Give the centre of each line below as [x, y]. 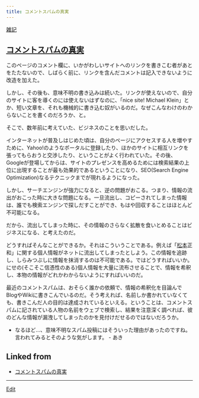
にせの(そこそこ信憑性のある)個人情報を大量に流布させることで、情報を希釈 [99, 268]
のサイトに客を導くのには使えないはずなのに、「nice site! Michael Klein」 [95, 100]
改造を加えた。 [24, 80]
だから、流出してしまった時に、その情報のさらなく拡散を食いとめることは [97, 225]
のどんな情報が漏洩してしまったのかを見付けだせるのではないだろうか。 [94, 317]
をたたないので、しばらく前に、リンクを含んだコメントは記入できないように [99, 73]
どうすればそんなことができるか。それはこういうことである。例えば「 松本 [97, 245]
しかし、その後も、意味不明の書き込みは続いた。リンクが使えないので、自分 [99, 93]
